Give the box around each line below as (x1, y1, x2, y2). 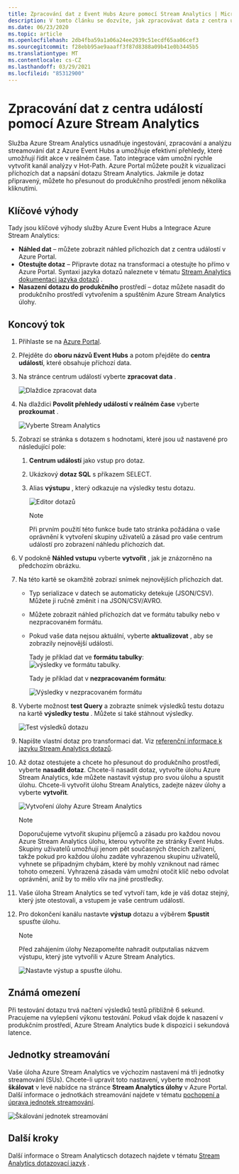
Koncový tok (8, 318, 65, 330)
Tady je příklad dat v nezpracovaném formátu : (28, 674, 167, 683)
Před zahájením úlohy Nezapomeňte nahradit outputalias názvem (18, 945, 209, 954)
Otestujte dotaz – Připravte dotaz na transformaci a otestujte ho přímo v (18, 260, 230, 268)
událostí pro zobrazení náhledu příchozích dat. (28, 540, 165, 549)
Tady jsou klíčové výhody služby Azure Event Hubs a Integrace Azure (8, 224, 211, 232)
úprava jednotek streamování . (8, 1098, 95, 1107)
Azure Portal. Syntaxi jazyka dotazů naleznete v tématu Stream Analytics (18, 268, 231, 276)
